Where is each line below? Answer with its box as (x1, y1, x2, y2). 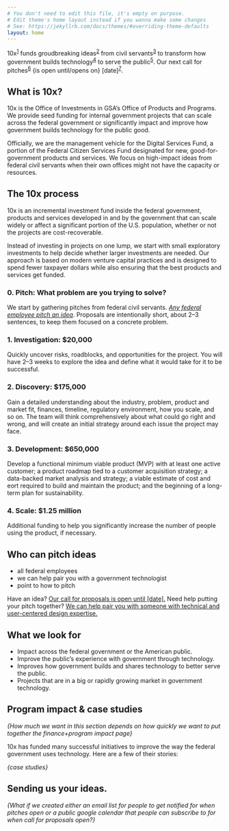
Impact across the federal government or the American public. (16, 647, 193, 655)
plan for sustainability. (21, 489, 84, 497)
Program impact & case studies (7, 703, 143, 715)
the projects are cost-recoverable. (7, 228, 104, 237)
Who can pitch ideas (7, 549, 96, 560)
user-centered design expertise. (7, 610, 98, 618)
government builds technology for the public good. (7, 126, 150, 134)
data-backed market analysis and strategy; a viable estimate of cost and (7, 474, 211, 483)
